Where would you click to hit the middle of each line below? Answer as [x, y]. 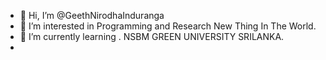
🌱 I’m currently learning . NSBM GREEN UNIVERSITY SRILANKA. [152, 36]
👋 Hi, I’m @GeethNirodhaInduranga [92, 15]
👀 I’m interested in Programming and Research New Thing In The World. [168, 26]
